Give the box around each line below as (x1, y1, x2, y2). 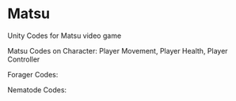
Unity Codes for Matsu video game (7, 31, 122, 40)
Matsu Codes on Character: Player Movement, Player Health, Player (7, 46, 228, 55)
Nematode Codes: (7, 84, 67, 95)
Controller (7, 54, 40, 64)
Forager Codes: (7, 69, 59, 79)
